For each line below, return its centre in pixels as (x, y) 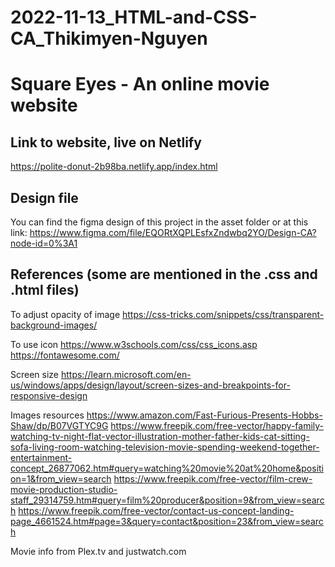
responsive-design (49, 395)
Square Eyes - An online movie (140, 84)
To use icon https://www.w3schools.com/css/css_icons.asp (134, 344)
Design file (44, 197)
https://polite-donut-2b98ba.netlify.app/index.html (114, 167)
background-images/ (54, 325)
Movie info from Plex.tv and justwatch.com (98, 551)
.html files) (45, 290)
